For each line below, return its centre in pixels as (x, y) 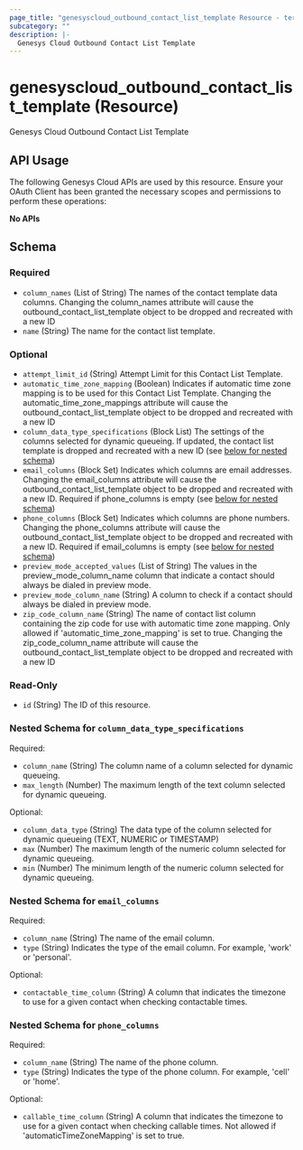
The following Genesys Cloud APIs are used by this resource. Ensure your (147, 182)
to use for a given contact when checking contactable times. (135, 1001)
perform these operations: (58, 201)
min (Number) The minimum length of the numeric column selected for (153, 867)
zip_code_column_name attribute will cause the (110, 642)
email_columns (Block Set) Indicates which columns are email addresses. (157, 470)
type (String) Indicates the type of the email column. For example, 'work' (157, 947)
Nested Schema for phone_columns (84, 1024)
